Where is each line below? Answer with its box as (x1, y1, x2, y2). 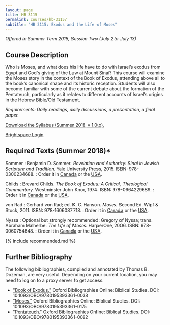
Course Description (5, 51, 69, 59)
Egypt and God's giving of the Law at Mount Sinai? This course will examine (5, 69, 165, 76)
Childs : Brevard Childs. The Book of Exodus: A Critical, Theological (5, 181, 148, 187)
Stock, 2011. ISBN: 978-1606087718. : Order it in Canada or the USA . (5, 207, 149, 213)
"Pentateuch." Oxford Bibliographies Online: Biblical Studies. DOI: (12, 309, 151, 315)
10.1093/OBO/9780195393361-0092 (12, 314, 88, 320)
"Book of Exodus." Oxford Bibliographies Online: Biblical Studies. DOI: (12, 287, 159, 293)
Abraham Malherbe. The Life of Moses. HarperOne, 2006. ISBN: (5, 222, 140, 228)
